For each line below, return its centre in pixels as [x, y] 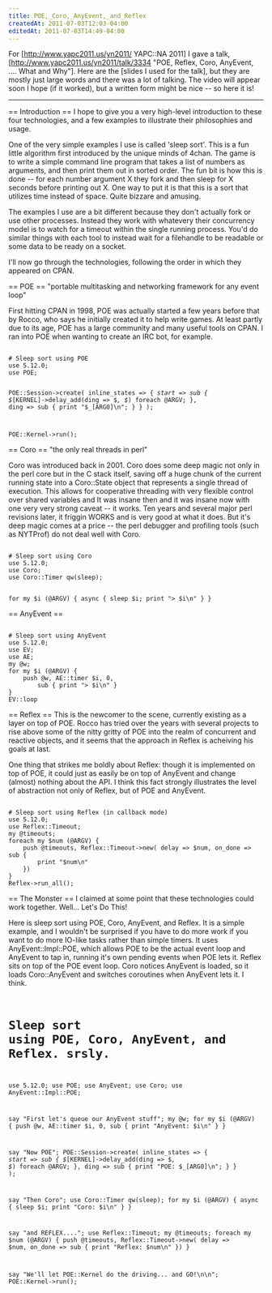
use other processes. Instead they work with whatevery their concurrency [132, 220]
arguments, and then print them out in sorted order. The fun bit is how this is [136, 170]
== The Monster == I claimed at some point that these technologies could [131, 899]
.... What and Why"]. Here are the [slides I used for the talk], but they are [129, 71]
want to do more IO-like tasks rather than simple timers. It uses [113, 940]
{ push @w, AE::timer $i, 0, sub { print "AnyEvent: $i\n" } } [117, 1126]
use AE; [21, 657]
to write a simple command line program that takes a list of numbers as [127, 162]
